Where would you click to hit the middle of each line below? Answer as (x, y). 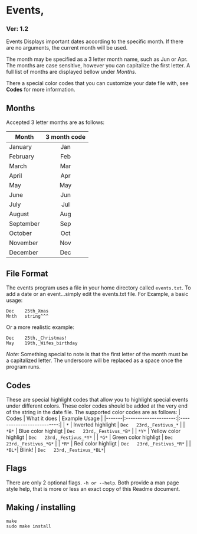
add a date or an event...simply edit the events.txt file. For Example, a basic (97, 294)
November (24, 243)
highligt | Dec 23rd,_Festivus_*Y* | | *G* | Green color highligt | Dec (89, 437)
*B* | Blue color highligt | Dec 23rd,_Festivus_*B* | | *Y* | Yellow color (93, 431)
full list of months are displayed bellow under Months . (71, 72)
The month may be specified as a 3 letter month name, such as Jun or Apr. (97, 59)
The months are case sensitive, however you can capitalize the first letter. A (98, 66)
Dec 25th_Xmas (27, 311)
